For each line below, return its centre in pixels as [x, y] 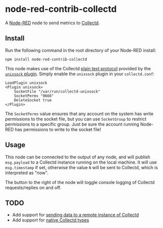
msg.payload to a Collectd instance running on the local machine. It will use [81, 162]
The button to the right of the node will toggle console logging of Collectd [80, 182]
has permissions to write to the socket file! [58, 129]
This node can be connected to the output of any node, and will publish [78, 157]
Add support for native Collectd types [51, 220]
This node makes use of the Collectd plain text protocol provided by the [78, 68]
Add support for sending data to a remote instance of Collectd [76, 215]
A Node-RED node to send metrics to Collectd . [53, 23]
